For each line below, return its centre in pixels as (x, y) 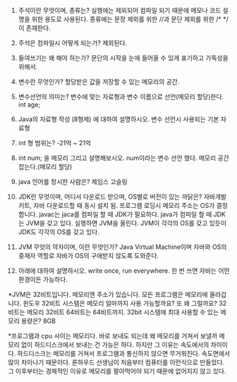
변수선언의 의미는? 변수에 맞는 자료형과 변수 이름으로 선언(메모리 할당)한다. (121, 97)
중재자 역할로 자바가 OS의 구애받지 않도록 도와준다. (89, 255)
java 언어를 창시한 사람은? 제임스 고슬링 (73, 181)
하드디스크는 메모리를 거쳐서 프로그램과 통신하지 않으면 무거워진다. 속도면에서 (124, 353)
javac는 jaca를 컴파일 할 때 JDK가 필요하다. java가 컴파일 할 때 (126, 214)
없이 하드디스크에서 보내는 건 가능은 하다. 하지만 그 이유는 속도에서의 (115, 345)
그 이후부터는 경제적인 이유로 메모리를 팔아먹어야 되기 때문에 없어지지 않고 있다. (117, 371)
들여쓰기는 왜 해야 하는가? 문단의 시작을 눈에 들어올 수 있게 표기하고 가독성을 (123, 58)
